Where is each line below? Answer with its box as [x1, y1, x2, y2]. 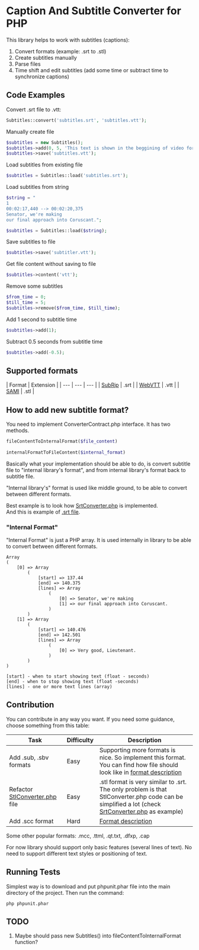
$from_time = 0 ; [6, 294, 46, 300]
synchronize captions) [14, 73, 70, 80]
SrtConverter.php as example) [99, 807, 184, 816]
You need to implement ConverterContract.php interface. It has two [6, 421, 171, 428]
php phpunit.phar [6, 900, 49, 907]
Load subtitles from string [6, 184, 69, 191]
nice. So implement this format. [99, 753, 186, 762]
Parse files [14, 60, 41, 68]
